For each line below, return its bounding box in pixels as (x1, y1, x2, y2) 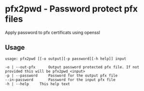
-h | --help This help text (5, 81, 70, 86)
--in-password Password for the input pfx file (5, 77, 116, 82)
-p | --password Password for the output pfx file (5, 73, 118, 78)
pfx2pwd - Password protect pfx (5, 3, 138, 14)
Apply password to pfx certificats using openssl (5, 29, 101, 35)
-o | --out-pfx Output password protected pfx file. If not (5, 65, 139, 69)
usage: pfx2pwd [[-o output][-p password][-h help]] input (5, 56, 127, 61)
